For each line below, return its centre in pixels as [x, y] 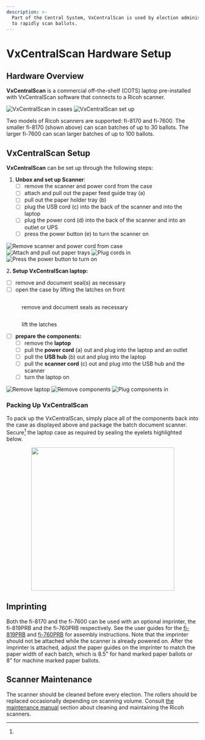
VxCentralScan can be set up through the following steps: [80, 168]
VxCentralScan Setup [48, 153]
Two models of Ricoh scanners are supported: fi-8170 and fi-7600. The [96, 121]
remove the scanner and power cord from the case [88, 186]
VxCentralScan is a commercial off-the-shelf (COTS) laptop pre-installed [99, 91]
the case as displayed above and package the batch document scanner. [97, 425]
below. [15, 439]
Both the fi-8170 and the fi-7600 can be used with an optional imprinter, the [101, 621]
